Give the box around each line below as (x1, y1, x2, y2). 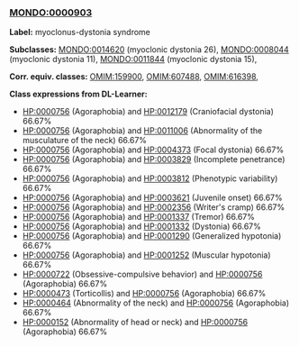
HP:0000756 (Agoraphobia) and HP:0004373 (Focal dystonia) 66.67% (22, 144, 285, 155)
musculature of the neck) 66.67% (22, 135, 147, 146)
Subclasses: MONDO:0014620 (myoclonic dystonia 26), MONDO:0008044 (9, 44, 290, 55)
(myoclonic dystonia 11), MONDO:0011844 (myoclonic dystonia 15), (9, 54, 258, 65)
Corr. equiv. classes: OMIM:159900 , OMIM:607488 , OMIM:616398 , (9, 71, 259, 82)
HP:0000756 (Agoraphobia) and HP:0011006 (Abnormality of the (22, 125, 263, 136)
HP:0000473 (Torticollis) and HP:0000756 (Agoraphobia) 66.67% (22, 288, 267, 299)
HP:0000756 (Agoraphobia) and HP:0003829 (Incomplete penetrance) (22, 154, 285, 165)
